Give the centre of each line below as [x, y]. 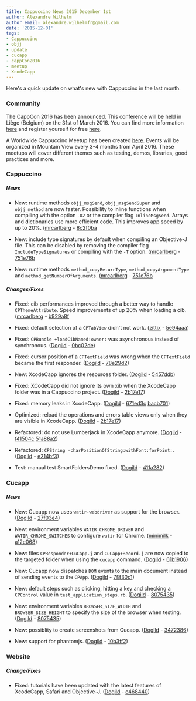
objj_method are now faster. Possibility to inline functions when [90, 209]
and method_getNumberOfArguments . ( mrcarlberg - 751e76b [84, 276]
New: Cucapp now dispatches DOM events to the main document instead [101, 571]
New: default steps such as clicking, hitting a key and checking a [92, 589]
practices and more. [30, 159]
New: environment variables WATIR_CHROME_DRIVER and [79, 529]
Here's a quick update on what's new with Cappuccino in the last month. [94, 88]
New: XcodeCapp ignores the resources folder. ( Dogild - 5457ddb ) [95, 374]
